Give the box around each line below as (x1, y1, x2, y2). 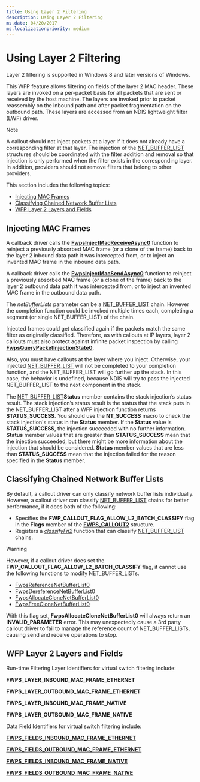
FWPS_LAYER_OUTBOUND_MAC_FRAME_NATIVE (6, 711, 132, 718)
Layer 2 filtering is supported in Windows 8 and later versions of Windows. (6, 71, 190, 79)
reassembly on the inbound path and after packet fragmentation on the (6, 102, 181, 109)
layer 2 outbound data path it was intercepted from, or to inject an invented (6, 283, 192, 290)
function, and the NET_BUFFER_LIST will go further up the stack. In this (6, 368, 182, 376)
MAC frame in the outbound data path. (6, 289, 101, 296)
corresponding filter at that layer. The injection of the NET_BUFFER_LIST (6, 145, 184, 152)
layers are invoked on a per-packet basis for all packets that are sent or (6, 89, 182, 97)
